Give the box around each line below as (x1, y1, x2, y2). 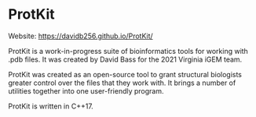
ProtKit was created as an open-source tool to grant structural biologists (8, 69, 242, 79)
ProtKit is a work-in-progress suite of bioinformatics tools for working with (8, 46, 249, 55)
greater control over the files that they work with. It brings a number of (8, 78, 236, 87)
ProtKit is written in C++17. (8, 101, 94, 111)
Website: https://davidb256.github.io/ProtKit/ (8, 31, 153, 41)
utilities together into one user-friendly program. (8, 86, 164, 95)
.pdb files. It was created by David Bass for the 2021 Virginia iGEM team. (8, 55, 243, 64)
